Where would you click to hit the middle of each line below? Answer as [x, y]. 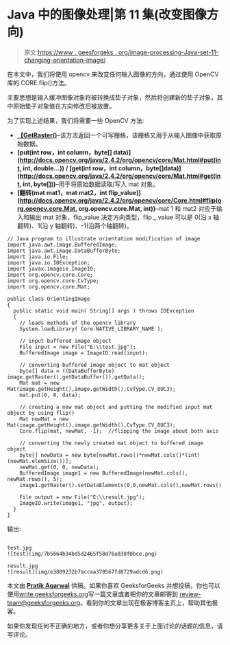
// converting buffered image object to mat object [94, 365]
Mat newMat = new [44, 419]
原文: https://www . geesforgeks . [70, 52]
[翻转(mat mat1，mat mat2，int [62, 192]
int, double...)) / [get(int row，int [70, 168]
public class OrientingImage [49, 299]
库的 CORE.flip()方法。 [39, 82]
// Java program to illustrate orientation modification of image [104, 238]
